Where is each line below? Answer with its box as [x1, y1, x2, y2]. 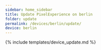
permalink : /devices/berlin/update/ [5, 21, 81, 26]
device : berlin [5, 26, 37, 31]
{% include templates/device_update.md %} [5, 39, 96, 45]
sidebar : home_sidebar [5, 7, 52, 12]
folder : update [5, 16, 37, 21]
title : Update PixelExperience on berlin [5, 12, 93, 17]
